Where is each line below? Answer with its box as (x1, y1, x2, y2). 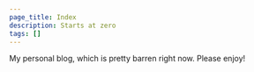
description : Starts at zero (9, 21, 116, 30)
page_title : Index (9, 12, 77, 22)
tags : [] (9, 29, 41, 38)
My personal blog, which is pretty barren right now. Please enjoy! (9, 54, 246, 64)
